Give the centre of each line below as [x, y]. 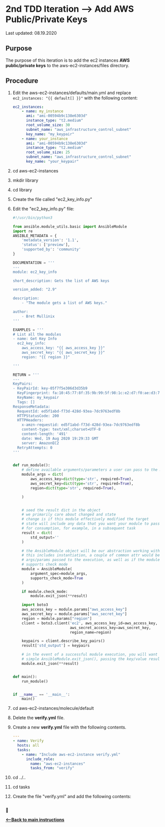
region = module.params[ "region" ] [57, 618]
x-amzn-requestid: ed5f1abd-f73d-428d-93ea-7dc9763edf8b [81, 425]
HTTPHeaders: [31, 420]
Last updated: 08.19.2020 [31, 33]
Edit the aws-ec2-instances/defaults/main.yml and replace [72, 93]
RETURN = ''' [26, 375]
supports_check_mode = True [57, 578]
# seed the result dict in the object [61, 510]
